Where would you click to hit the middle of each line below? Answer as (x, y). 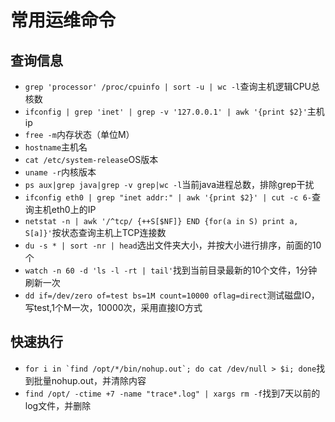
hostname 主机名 (56, 147)
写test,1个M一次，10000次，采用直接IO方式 (113, 307)
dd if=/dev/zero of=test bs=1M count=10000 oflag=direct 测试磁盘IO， (172, 295)
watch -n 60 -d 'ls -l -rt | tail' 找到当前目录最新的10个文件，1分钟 (171, 270)
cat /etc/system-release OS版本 (91, 159)
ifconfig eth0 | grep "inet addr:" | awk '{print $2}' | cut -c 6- (168, 198)
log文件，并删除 (58, 405)
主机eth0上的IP (65, 209)
